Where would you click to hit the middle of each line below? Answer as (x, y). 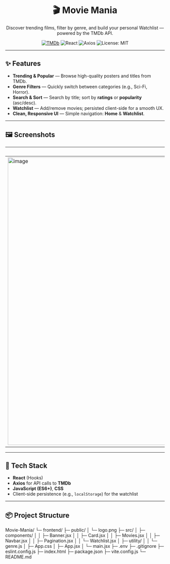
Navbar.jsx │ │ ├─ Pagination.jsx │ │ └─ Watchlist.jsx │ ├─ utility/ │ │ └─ (81, 541)
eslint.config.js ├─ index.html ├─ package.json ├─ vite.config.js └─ (75, 552)
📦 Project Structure (37, 515)
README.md (18, 557)
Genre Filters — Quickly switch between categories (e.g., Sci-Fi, (80, 87)
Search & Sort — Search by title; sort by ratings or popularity (77, 97)
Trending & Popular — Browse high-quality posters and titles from (82, 76)
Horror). (21, 92)
